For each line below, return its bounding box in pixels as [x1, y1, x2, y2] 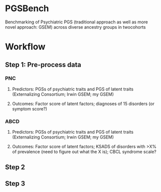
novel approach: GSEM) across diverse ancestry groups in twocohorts [5, 24, 146, 30]
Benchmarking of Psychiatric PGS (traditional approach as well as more [5, 19, 148, 25]
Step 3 [5, 179, 25, 188]
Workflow [5, 41, 46, 52]
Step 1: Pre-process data [5, 60, 81, 69]
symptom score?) [12, 105, 48, 112]
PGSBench [5, 3, 50, 14]
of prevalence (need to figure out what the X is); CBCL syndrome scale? [12, 149, 157, 155]
